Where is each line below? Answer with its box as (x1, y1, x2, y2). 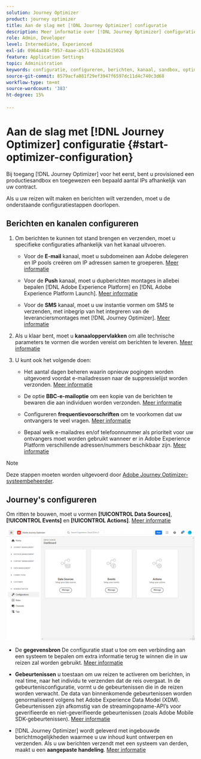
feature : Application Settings (6, 54, 84, 60)
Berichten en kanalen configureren (6, 219, 139, 229)
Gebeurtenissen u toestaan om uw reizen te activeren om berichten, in (14, 670, 190, 678)
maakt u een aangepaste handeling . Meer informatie (14, 746, 147, 753)
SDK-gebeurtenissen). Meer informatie (14, 715, 111, 722)
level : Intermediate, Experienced (6, 41, 93, 47)
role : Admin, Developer (6, 35, 66, 41)
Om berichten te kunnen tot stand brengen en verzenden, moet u (14, 234, 175, 241)
